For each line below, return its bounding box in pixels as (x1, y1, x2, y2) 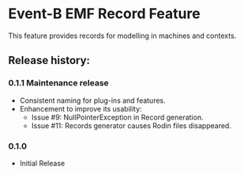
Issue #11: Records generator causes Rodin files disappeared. (31, 120, 231, 130)
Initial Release (19, 158, 66, 168)
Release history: (8, 54, 91, 67)
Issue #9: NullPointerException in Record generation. (31, 112, 204, 122)
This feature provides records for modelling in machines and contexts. (8, 31, 237, 40)
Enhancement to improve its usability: (19, 104, 142, 113)
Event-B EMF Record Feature (8, 5, 201, 23)
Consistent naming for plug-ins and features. (19, 96, 166, 105)
